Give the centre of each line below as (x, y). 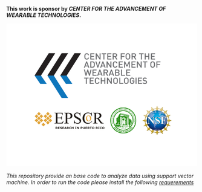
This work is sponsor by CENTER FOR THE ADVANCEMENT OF (86, 9)
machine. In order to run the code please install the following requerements (100, 182)
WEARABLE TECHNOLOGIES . (44, 15)
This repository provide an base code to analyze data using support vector (100, 176)
